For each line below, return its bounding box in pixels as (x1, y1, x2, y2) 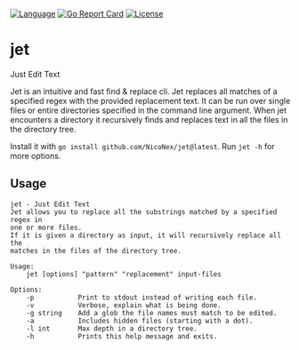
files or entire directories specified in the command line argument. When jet (10, 105, 287, 115)
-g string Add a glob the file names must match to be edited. (26, 308, 278, 317)
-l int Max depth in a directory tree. (26, 324, 198, 333)
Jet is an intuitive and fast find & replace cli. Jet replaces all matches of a (10, 85, 279, 97)
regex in (10, 215, 43, 224)
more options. (10, 150, 61, 161)
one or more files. (10, 223, 83, 232)
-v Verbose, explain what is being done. (26, 300, 222, 310)
